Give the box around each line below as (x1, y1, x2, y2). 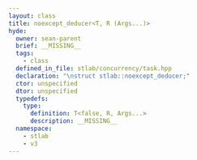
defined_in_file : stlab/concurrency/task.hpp (15, 65, 173, 73)
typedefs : (15, 95, 49, 103)
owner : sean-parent (15, 34, 82, 43)
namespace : (15, 124, 53, 133)
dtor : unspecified (15, 86, 79, 95)
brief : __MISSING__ (15, 42, 82, 50)
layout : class (8, 11, 57, 20)
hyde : (8, 27, 27, 35)
